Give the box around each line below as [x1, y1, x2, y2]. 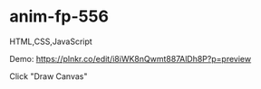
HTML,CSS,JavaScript [9, 36, 92, 47]
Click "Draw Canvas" [9, 70, 88, 82]
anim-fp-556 [9, 6, 109, 27]
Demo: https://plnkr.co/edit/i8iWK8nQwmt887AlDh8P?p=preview [9, 53, 252, 64]
